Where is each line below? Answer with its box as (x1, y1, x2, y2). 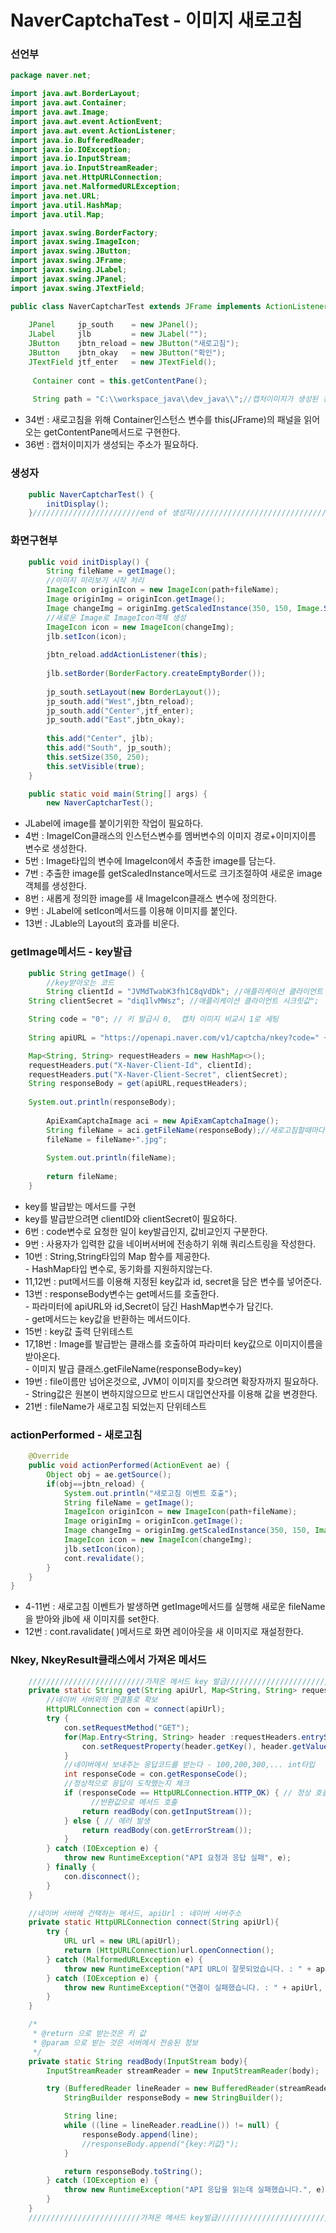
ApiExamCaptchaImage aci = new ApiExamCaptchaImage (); (46, 1116, 280, 1126)
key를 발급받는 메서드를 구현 (24, 1200, 137, 1212)
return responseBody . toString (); (63, 2166, 203, 2176)
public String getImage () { (28, 968, 145, 978)
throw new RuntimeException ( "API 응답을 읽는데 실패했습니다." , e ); (63, 2185, 330, 2195)
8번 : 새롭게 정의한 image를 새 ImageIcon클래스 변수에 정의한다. (24, 892, 278, 905)
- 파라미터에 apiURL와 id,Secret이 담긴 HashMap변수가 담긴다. (24, 1300, 274, 1312)
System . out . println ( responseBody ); (28, 1097, 177, 1108)
